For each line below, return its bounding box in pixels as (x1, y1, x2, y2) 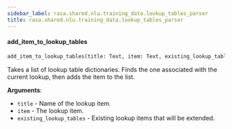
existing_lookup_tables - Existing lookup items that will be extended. (17, 114, 215, 122)
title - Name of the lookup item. (17, 99, 112, 107)
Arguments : (7, 86, 43, 94)
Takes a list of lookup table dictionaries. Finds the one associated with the (7, 65, 217, 73)
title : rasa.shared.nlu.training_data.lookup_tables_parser (7, 16, 184, 23)
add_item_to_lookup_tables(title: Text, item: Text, (7, 53, 162, 60)
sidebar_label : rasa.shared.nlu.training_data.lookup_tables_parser (7, 10, 209, 17)
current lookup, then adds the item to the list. (7, 73, 135, 81)
